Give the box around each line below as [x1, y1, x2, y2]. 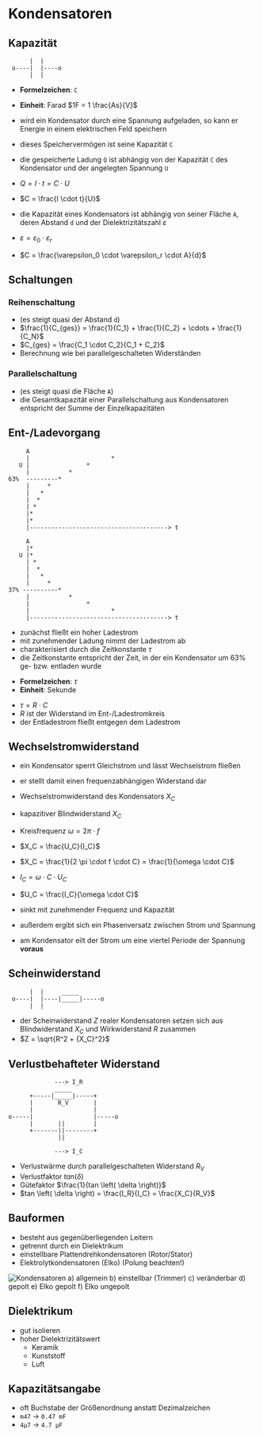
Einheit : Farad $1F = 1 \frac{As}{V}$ [19, 101, 138, 109]
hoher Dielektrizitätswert [19, 1334, 101, 1344]
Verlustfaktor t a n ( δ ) [19, 1172, 84, 1181]
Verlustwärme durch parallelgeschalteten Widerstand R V [19, 1161, 204, 1173]
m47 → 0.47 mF [19, 1412, 67, 1421]
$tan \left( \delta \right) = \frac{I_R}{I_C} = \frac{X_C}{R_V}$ [19, 1189, 215, 1199]
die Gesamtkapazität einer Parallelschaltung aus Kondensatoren [19, 395, 229, 404]
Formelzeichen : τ [19, 677, 78, 686]
